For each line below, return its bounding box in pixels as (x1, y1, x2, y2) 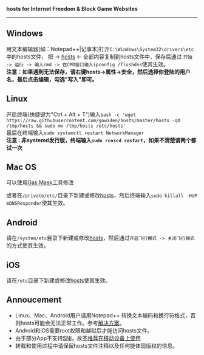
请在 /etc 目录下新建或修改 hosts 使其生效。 (6, 277, 111, 284)
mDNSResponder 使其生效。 (6, 199, 69, 207)
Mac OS (6, 162, 37, 173)
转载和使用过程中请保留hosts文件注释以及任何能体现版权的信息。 (15, 342, 178, 349)
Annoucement (6, 295, 62, 305)
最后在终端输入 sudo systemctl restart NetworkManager (6, 129, 144, 136)
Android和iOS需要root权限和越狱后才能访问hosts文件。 (15, 326, 153, 334)
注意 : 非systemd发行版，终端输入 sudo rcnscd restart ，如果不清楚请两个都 (6, 136, 197, 143)
